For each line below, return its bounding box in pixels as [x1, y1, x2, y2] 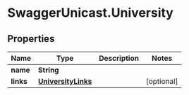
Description [98, 54, 140, 63]
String [37, 65, 59, 75]
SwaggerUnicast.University [7, 5, 174, 21]
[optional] [145, 77, 178, 86]
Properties [7, 33, 55, 45]
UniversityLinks [37, 77, 92, 86]
